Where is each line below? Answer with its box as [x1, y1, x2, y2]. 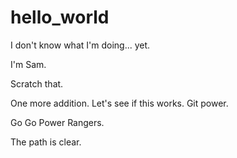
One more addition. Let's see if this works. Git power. [10, 97, 229, 109]
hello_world [10, 6, 110, 29]
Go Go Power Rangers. [10, 116, 105, 128]
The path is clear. [10, 136, 82, 148]
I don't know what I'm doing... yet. [10, 39, 151, 51]
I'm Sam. [10, 58, 47, 70]
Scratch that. [10, 77, 64, 90]
